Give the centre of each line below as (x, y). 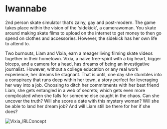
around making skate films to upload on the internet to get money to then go (83, 33)
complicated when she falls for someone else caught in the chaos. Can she (82, 96)
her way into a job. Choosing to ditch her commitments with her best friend (82, 85)
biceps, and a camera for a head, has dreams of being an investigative (78, 64)
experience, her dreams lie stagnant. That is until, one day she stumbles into (83, 74)
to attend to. (18, 43)
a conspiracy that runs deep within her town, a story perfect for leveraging (82, 80)
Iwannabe (26, 9)
